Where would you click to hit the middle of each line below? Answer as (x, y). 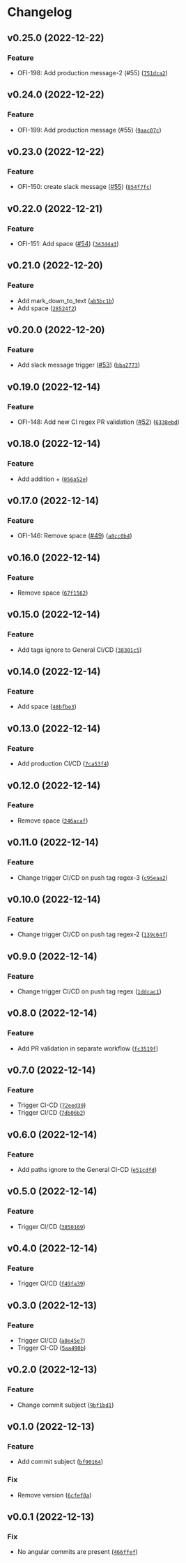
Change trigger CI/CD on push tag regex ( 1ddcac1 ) (89, 991)
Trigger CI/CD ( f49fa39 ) (51, 1283)
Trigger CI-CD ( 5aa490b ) (52, 1348)
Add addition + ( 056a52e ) (53, 479)
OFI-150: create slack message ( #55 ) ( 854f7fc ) (84, 187)
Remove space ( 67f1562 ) (53, 593)
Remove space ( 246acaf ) (53, 821)
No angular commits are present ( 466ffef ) (77, 1552)
